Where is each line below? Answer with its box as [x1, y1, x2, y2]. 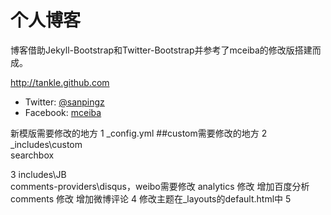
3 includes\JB [10, 168, 67, 180]
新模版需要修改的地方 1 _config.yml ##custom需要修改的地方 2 [10, 127, 268, 139]
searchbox [10, 149, 55, 161]
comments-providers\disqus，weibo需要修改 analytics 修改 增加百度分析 [10, 180, 310, 192]
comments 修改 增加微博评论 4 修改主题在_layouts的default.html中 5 [10, 192, 292, 205]
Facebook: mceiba [24, 106, 102, 118]
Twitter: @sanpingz [24, 96, 105, 108]
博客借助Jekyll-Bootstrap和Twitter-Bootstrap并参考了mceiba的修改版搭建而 [10, 44, 322, 56]
